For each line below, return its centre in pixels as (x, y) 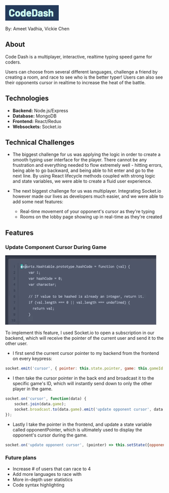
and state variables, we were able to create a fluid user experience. (82, 181)
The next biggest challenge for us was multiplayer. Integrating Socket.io (87, 191)
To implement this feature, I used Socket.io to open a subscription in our (80, 333)
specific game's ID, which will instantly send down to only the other (82, 383)
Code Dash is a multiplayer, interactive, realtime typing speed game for (79, 56)
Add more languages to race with (47, 474)
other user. (16, 344)
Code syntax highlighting (38, 485)
